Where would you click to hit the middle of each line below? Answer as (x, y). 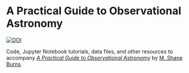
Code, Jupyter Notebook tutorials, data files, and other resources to (90, 51)
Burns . (14, 64)
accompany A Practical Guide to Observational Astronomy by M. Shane (94, 58)
